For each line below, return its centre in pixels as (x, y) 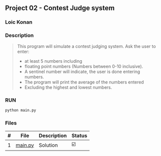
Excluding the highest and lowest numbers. (68, 87)
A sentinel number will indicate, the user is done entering (82, 72)
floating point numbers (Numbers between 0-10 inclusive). (84, 66)
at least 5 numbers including (53, 61)
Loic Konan (19, 22)
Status (79, 136)
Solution (48, 145)
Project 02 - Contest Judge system (60, 8)
